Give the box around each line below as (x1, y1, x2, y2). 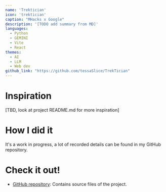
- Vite (10, 40, 24, 45)
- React (10, 45, 26, 50)
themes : (5, 50, 22, 55)
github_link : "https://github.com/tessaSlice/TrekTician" (5, 69, 130, 74)
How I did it (5, 125, 53, 136)
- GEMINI (10, 36, 28, 41)
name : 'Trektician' (5, 7, 47, 13)
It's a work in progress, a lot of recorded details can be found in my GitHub (5, 141, 161, 147)
